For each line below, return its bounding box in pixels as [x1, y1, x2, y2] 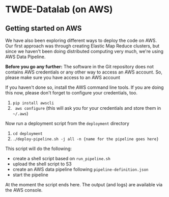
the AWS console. [5, 187, 43, 193]
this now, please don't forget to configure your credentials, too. [5, 90, 137, 95]
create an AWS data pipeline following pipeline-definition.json [12, 166, 149, 172]
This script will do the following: [5, 145, 72, 152]
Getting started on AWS [5, 24, 82, 33]
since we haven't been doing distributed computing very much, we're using [5, 48, 164, 54]
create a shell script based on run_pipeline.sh [12, 156, 110, 161]
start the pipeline [12, 172, 48, 178]
